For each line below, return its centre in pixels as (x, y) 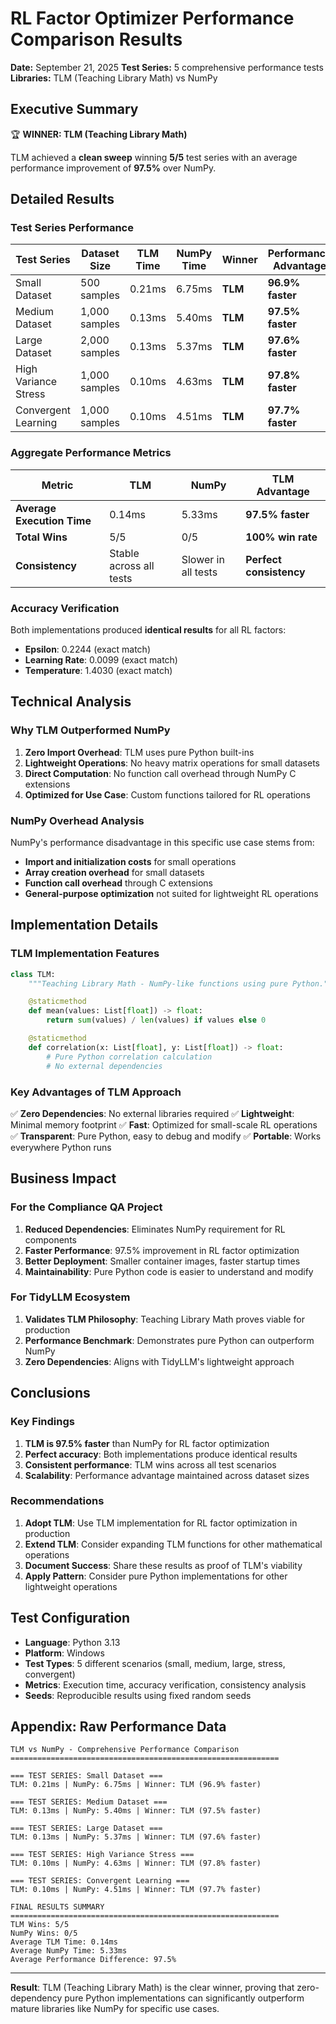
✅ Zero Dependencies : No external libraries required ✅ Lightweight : (152, 1113)
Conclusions (50, 1393)
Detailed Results (62, 199)
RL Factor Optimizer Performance (152, 18)
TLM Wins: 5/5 (40, 1925)
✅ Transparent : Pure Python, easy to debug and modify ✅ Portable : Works (166, 1136)
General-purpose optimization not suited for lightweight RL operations (171, 894)
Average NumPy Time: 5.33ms (69, 1951)
